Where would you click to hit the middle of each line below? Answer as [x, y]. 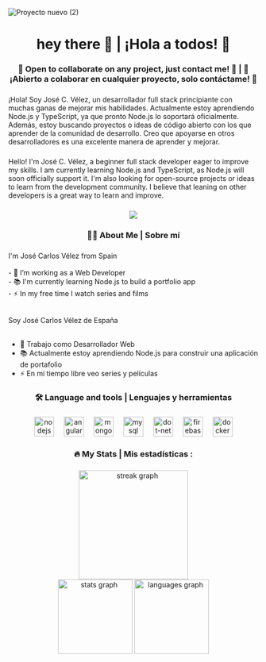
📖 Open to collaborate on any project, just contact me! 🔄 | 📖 [133, 69]
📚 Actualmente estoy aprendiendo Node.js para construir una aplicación [139, 352]
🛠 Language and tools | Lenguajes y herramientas [133, 397]
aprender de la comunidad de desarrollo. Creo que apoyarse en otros [121, 133]
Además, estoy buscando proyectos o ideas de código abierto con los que [130, 125]
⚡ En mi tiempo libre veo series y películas [89, 373]
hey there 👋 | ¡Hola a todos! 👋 [133, 44]
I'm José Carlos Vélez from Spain [63, 256]
